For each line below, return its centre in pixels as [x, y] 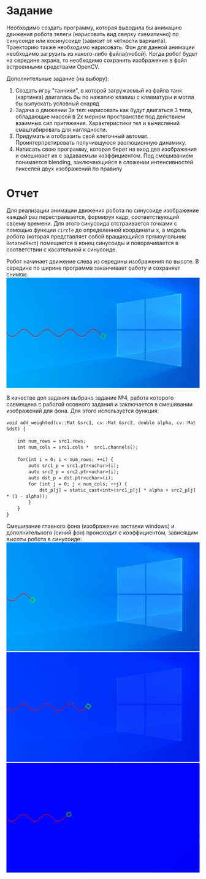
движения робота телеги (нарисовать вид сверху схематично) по [93, 34]
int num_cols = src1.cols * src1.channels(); [78, 447]
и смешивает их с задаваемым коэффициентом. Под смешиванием [104, 155]
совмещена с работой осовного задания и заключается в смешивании [100, 404]
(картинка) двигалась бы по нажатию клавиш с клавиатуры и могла [105, 97]
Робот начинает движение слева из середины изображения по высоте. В [103, 261]
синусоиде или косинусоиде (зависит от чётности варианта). [87, 40]
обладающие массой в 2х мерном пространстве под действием [100, 116]
